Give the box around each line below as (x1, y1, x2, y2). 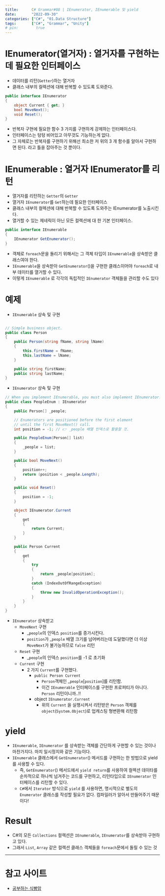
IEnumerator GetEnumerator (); (14, 237, 76, 241)
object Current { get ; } (14, 103, 65, 108)
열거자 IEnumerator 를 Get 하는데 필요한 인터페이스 (12, 199, 108, 205)
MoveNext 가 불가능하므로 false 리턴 (27, 642, 95, 648)
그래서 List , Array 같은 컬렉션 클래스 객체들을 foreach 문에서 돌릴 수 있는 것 (12, 844, 157, 850)
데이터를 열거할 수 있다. (17, 269, 62, 275)
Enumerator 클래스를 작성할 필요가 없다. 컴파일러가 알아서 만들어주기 (19, 792, 151, 797)
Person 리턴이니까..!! (41, 690, 81, 696)
